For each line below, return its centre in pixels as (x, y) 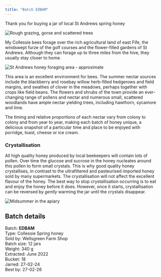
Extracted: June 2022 (27, 254)
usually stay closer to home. (33, 58)
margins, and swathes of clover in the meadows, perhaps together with (76, 87)
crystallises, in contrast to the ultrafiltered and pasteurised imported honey (80, 171)
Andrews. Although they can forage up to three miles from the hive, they (77, 52)
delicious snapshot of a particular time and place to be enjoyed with (73, 127)
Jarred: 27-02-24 (23, 264)
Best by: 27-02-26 (24, 269)
